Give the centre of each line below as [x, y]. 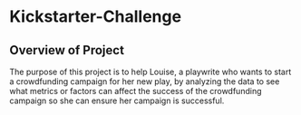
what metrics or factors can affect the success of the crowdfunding [136, 91]
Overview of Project [67, 50]
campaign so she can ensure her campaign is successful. [117, 101]
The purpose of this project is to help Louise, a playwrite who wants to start [150, 72]
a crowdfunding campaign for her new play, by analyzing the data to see [145, 81]
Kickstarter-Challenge [96, 17]
